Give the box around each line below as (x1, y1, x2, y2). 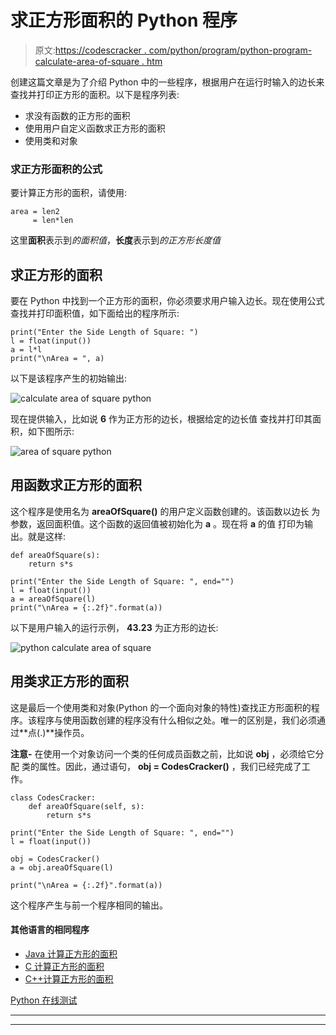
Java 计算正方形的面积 (24, 947, 118, 960)
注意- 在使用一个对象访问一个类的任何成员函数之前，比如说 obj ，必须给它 (10, 747, 316, 760)
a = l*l (10, 345, 43, 355)
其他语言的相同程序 (10, 924, 90, 936)
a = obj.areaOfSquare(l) (10, 862, 114, 873)
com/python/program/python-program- (148, 44, 313, 56)
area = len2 (10, 207, 60, 217)
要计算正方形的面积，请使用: (10, 187, 128, 199)
